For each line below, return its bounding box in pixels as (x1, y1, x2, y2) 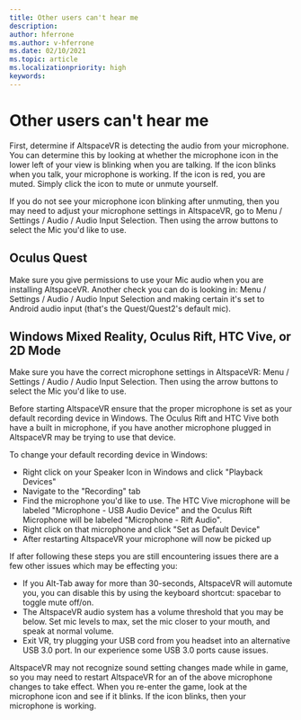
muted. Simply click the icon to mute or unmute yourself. (9, 178, 218, 189)
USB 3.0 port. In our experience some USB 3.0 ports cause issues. (22, 644, 269, 656)
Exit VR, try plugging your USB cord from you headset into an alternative (22, 636, 290, 646)
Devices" (22, 476, 57, 487)
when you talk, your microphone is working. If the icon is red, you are (9, 168, 266, 180)
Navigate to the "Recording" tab (22, 486, 141, 497)
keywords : (9, 72, 47, 81)
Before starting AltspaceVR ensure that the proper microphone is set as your (9, 404, 293, 414)
